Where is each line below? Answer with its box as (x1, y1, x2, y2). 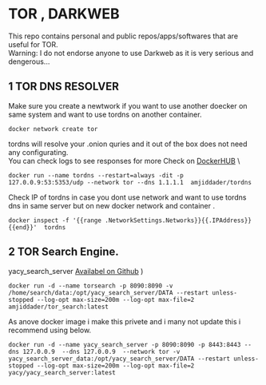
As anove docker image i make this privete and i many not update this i (8, 316, 241, 326)
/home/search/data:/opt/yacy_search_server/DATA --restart (8, 288, 209, 296)
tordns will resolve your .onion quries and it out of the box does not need (8, 139, 248, 149)
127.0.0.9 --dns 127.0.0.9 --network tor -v (22, 347, 181, 355)
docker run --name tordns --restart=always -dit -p (8, 171, 184, 180)
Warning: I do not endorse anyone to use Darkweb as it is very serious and (8, 48, 254, 58)
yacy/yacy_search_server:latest (8, 368, 116, 376)
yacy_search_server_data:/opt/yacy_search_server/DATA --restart (8, 355, 230, 363)
